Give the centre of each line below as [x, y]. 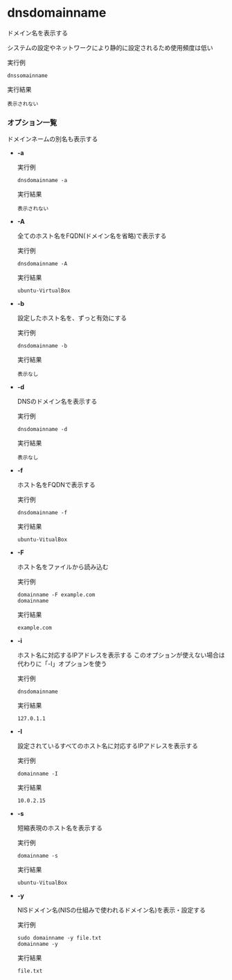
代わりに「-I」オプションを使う [62, 664]
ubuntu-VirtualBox [44, 291]
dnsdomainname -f [42, 513]
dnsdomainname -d [42, 430]
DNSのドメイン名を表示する [57, 402]
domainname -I [37, 774]
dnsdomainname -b [42, 346]
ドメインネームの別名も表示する [53, 139]
